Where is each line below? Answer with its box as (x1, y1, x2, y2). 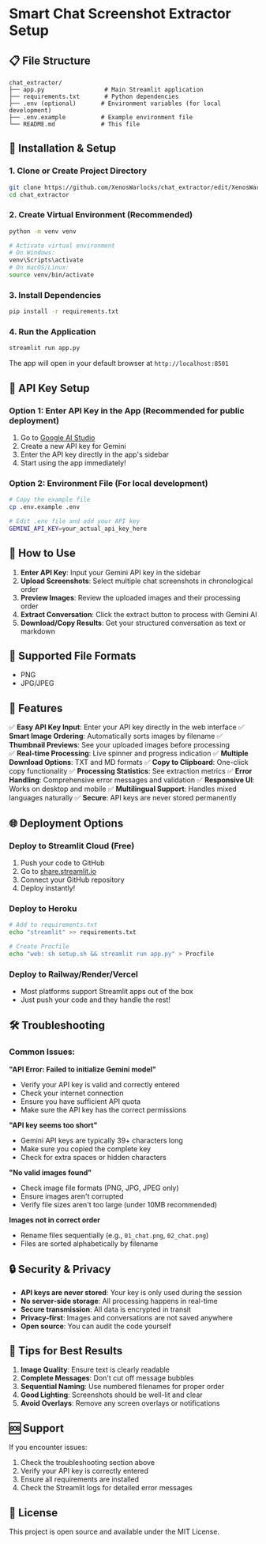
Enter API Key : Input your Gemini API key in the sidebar (20, 567, 201, 577)
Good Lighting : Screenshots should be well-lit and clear (20, 1390, 204, 1399)
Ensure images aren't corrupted (20, 1191, 125, 1201)
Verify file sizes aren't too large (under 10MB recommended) (20, 1199, 218, 1209)
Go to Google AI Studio (20, 433, 96, 442)
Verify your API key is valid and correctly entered (20, 1079, 180, 1089)
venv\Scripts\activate (9, 256, 84, 265)
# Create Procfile (9, 942, 69, 951)
